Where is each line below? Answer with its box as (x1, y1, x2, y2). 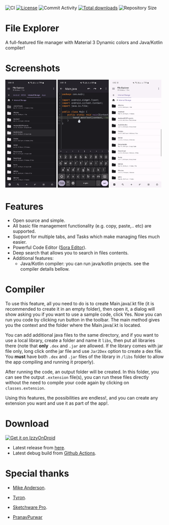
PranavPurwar (12, 514, 43, 520)
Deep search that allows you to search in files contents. (12, 250, 129, 256)
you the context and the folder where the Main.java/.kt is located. (5, 322, 141, 329)
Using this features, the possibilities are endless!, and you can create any (5, 395, 158, 401)
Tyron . (12, 495, 26, 501)
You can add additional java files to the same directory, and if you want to (5, 332, 159, 338)
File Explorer (5, 23, 59, 34)
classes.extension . (5, 385, 46, 391)
